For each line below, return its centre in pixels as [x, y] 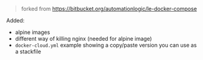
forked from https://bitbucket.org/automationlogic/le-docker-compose [109, 9]
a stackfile [28, 52]
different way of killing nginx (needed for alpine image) [84, 38]
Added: [15, 20]
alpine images [32, 32]
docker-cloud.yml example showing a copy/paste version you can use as [106, 45]
